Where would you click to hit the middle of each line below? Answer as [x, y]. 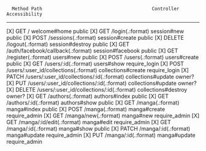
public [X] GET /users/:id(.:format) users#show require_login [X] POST [95, 64]
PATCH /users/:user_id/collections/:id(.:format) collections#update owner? [100, 77]
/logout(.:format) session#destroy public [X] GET [68, 44]
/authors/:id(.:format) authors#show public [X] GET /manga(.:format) [93, 103]
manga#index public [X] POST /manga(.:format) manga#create [86, 109]
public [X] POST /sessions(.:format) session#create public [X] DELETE [95, 38]
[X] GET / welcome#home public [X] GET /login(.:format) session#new [95, 31]
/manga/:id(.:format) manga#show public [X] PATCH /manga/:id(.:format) [98, 129]
